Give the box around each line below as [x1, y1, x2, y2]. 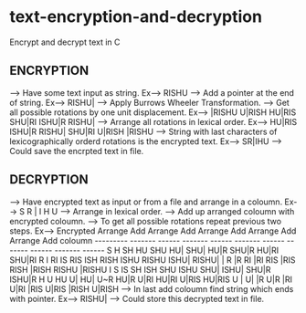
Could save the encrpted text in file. [9, 145, 144, 156]
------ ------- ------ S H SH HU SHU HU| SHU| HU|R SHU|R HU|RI [30, 245, 280, 256]
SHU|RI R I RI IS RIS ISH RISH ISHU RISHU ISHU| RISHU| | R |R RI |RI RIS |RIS [9, 254, 296, 266]
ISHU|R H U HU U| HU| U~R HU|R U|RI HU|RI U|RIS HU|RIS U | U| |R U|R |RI [9, 274, 293, 285]
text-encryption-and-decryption [9, 6, 263, 27]
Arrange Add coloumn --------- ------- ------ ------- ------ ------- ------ [9, 235, 285, 245]
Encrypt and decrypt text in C [9, 37, 121, 47]
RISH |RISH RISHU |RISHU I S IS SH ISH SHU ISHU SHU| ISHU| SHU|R [9, 264, 271, 275]
